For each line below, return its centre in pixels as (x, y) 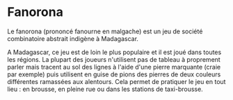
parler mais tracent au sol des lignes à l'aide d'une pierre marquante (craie (114, 67)
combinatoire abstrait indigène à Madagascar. (73, 38)
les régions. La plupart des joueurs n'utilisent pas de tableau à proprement (114, 59)
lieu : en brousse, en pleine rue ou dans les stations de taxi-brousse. (105, 89)
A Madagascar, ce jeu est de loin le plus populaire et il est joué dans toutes (114, 52)
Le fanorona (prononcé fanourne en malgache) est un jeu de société (105, 31)
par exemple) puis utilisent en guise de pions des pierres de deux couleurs (114, 74)
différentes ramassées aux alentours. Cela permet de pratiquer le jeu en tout (116, 81)
